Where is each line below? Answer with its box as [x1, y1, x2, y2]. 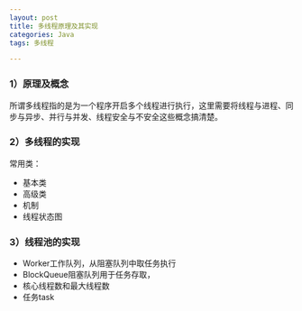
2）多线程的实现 [9, 136, 80, 149]
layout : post [9, 13, 59, 23]
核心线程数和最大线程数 [22, 280, 110, 291]
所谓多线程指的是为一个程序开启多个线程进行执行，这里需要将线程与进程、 [9, 100, 286, 111]
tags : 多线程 [9, 38, 54, 48]
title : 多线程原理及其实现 [9, 22, 99, 31]
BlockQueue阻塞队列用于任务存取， [22, 270, 156, 280]
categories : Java [9, 30, 75, 39]
